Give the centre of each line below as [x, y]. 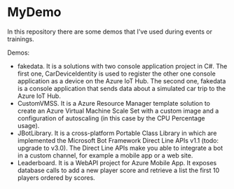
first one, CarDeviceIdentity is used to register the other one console [116, 73]
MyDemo [34, 12]
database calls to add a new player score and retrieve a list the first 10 [118, 170]
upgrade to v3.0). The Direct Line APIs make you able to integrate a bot [120, 148]
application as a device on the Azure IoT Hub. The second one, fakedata [122, 80]
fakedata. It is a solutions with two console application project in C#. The [122, 66]
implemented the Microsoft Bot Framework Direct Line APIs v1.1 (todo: [118, 140]
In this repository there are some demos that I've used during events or [110, 31]
